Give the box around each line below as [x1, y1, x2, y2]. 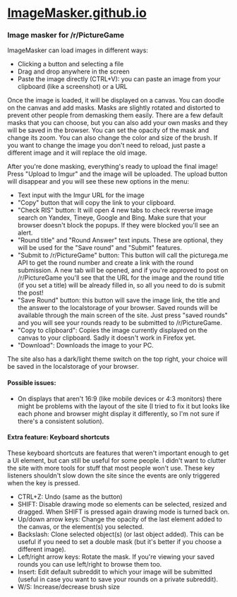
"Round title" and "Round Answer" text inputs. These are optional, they [17, 236, 224, 244]
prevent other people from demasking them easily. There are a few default [7, 111, 224, 119]
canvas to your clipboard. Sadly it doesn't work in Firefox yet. [17, 333, 196, 342]
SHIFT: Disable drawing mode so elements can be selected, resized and [17, 500, 227, 508]
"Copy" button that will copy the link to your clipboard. [17, 199, 176, 207]
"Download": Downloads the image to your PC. [17, 341, 154, 350]
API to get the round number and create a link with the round [17, 259, 194, 267]
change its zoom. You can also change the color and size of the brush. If [7, 134, 218, 142]
